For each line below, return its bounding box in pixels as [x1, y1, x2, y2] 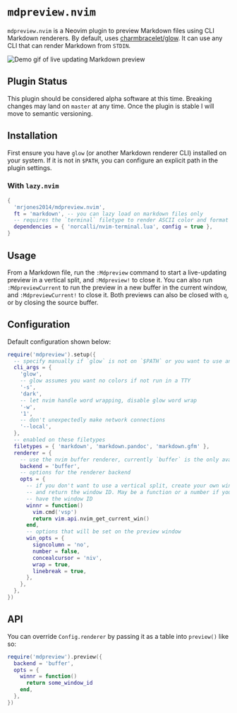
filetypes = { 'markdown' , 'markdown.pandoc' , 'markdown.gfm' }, [13, 443, 210, 450]
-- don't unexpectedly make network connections [20, 417, 166, 424]
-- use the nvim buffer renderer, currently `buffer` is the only [20, 456, 219, 463]
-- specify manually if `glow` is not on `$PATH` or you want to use [13, 357, 222, 365]
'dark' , [20, 390, 42, 397]
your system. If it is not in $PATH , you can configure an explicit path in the [7, 156, 219, 164]
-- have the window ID [25, 495, 93, 503]
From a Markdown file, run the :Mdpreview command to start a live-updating [7, 268, 227, 277]
